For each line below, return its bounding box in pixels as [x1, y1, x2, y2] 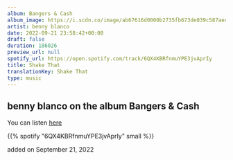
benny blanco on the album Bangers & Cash [7, 100, 200, 112]
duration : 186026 [7, 42, 58, 49]
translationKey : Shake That [7, 68, 89, 75]
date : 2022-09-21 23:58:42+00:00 [7, 29, 104, 37]
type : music [7, 74, 42, 82]
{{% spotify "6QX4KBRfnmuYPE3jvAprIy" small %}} [7, 132, 155, 141]
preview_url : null [7, 49, 60, 56]
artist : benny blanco [7, 23, 70, 30]
